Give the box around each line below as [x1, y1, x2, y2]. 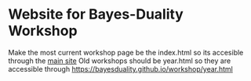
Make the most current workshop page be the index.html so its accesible [8, 48, 244, 57]
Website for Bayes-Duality [8, 5, 184, 23]
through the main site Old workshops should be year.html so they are [8, 56, 231, 65]
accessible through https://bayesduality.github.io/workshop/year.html [8, 64, 233, 73]
